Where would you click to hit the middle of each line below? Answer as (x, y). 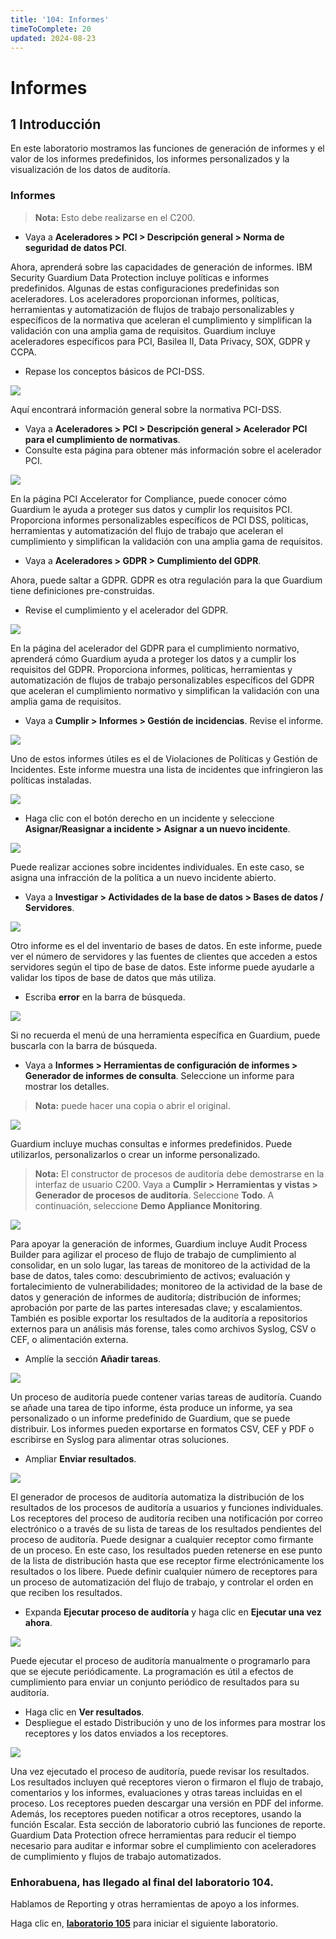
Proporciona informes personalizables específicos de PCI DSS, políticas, (159, 520)
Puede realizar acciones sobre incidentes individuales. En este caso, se (157, 867)
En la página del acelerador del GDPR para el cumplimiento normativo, (155, 648)
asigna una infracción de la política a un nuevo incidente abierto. (143, 877)
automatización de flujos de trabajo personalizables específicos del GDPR (162, 680)
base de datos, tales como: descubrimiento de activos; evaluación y (150, 1275)
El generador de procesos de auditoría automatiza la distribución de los (157, 1497)
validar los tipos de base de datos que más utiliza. (113, 977)
